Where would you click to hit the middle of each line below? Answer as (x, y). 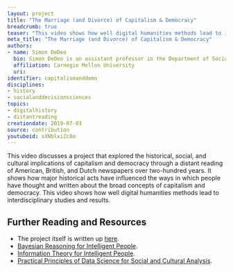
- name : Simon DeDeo (37, 53)
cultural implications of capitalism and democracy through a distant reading (115, 163)
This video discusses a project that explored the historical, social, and (107, 156)
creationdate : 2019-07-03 (44, 123)
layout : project (31, 14)
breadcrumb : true (32, 26)
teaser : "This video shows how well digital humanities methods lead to (114, 33)
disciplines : (26, 85)
